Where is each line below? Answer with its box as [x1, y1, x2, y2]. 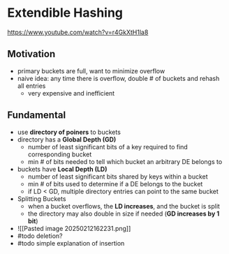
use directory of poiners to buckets [17, 128, 121, 136]
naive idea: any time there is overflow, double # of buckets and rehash [17, 74, 220, 82]
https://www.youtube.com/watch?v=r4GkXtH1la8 [7, 28, 149, 36]
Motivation [7, 48, 56, 60]
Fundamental [7, 110, 66, 121]
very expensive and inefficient [27, 89, 115, 97]
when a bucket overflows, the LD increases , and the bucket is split [27, 202, 220, 210]
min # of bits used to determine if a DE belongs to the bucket [27, 179, 203, 188]
